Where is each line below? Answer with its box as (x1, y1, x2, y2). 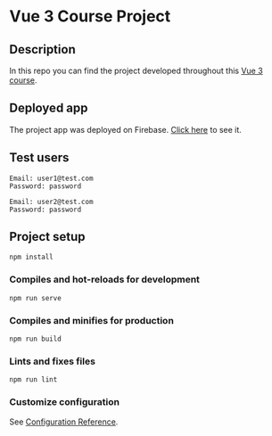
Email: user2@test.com (9, 197, 94, 206)
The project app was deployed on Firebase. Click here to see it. (9, 124, 243, 135)
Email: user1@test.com (9, 174, 94, 183)
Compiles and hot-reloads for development (9, 274, 201, 286)
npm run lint (9, 375, 58, 384)
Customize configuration (9, 396, 120, 408)
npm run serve (9, 293, 62, 302)
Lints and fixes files (9, 355, 96, 367)
